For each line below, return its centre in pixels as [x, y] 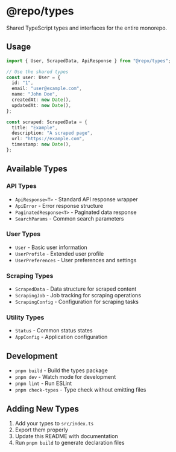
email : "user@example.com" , [47, 89]
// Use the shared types [37, 72]
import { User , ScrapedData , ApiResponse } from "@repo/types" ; [89, 61]
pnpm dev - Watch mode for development [65, 377]
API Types [22, 186]
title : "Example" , [35, 128]
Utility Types [25, 317]
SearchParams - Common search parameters [69, 218]
